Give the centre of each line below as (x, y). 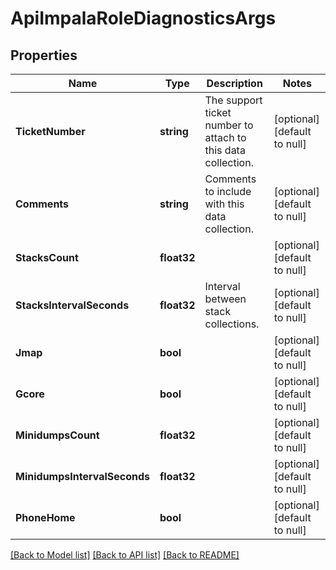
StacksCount (47, 257)
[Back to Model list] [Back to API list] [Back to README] (125, 555)
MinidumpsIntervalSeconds (82, 476)
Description (234, 83)
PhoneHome (45, 517)
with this (224, 204)
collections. (232, 324)
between (225, 299)
